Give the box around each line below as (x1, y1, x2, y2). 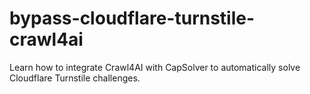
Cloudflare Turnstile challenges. (9, 72, 141, 84)
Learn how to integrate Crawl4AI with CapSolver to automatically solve (9, 61, 301, 73)
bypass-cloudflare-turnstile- (9, 7, 256, 30)
